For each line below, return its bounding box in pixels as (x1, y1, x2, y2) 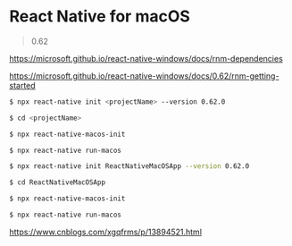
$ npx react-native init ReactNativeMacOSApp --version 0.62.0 (9, 162, 250, 171)
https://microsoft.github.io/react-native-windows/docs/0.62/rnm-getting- (9, 70, 279, 81)
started (9, 80, 36, 90)
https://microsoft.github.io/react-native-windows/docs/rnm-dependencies (9, 53, 283, 64)
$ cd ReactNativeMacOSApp (9, 178, 105, 187)
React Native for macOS (9, 6, 190, 27)
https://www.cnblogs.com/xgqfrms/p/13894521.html (9, 226, 203, 237)
